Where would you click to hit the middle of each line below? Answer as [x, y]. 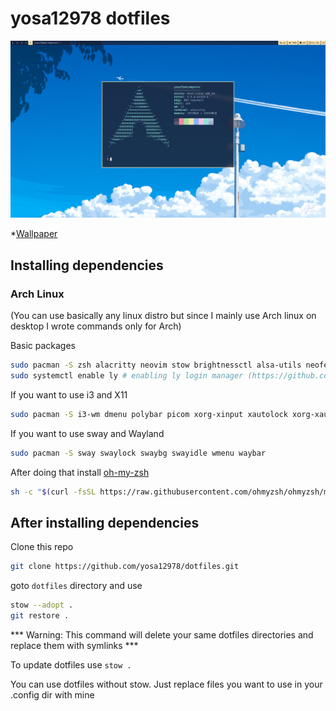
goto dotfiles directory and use [76, 586]
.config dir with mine [52, 694]
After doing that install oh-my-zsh [80, 472]
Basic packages [43, 346]
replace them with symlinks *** [74, 645]
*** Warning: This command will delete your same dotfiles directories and [162, 634]
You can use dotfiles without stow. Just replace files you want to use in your [166, 684]
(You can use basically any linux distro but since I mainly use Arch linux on [163, 316]
